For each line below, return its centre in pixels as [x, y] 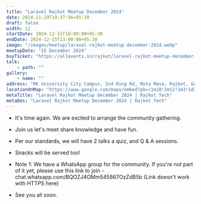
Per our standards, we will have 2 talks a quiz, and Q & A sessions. [97, 141]
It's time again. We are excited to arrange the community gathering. [98, 118]
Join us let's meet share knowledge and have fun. [76, 129]
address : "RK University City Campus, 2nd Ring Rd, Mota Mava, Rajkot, [97, 84]
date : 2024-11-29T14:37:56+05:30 [48, 17]
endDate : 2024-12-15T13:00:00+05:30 [52, 39]
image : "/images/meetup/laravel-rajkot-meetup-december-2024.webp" [92, 45]
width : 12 [19, 28]
